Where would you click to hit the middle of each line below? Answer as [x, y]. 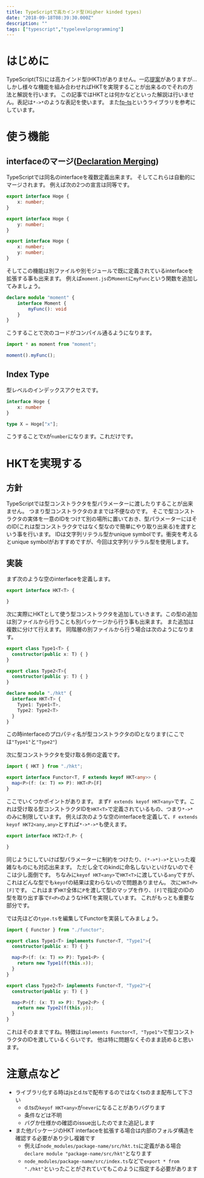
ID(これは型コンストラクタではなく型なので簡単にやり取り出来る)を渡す [101, 527]
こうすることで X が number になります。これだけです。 [71, 436]
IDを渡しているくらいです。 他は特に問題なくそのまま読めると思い [110, 1040]
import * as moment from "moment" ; [51, 344]
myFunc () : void [47, 309]
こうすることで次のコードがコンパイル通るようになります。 [81, 333]
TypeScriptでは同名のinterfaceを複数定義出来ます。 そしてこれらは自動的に [101, 177]
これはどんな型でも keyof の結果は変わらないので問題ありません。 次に [94, 882]
